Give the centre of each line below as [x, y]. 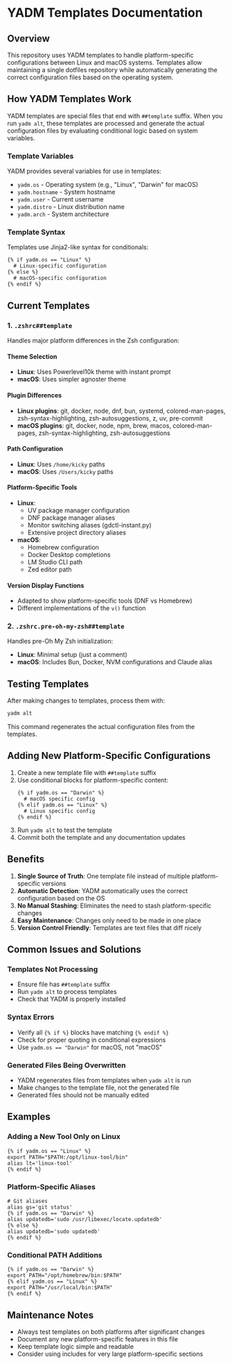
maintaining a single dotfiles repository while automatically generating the [113, 70]
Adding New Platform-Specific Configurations [109, 756]
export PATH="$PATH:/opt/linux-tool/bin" [68, 1157]
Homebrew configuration [63, 547]
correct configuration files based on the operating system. [90, 77]
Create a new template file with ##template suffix [87, 772]
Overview [29, 39]
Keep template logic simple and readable [75, 1347]
